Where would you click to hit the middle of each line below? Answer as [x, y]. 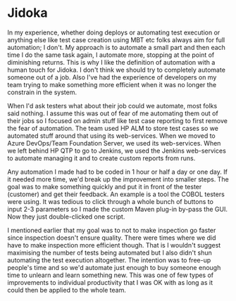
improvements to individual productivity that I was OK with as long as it [110, 282]
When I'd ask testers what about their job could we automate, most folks [112, 105]
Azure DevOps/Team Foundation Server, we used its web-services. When [114, 143]
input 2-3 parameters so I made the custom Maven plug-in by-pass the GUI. [117, 209]
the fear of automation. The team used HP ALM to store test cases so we [113, 128]
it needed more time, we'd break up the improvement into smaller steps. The [118, 179]
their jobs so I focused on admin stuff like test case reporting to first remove [117, 120]
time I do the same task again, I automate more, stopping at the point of [111, 55]
